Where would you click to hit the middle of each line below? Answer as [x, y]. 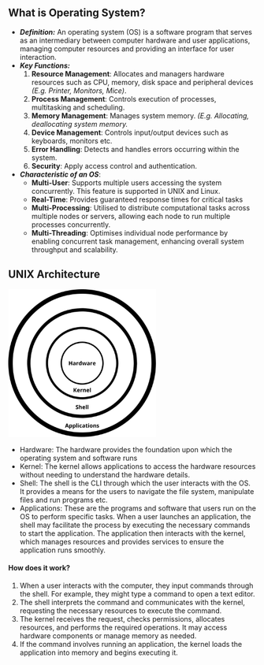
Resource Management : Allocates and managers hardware [128, 73]
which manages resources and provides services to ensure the [122, 541]
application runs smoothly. [63, 550]
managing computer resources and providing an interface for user [127, 48]
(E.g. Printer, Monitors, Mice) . [79, 91]
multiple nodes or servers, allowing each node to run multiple [131, 216]
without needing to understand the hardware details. [105, 474]
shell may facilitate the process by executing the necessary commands [135, 525]
